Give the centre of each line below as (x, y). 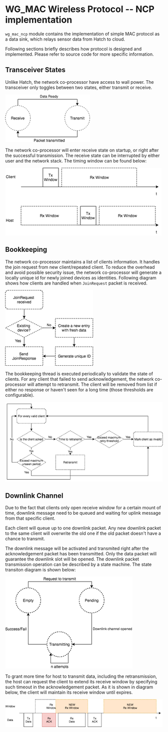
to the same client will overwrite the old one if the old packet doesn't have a (83, 533)
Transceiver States (35, 70)
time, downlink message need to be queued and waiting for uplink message (83, 513)
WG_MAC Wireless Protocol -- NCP (80, 9)
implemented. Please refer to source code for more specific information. (79, 54)
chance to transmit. (25, 538)
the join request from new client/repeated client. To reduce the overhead (80, 267)
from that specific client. (30, 518)
